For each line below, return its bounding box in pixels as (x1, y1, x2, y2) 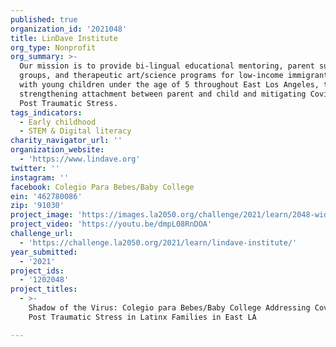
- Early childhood (19, 117, 97, 127)
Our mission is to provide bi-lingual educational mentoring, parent (19, 61, 315, 71)
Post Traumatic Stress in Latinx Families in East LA (28, 312, 257, 322)
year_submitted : (10, 247, 78, 257)
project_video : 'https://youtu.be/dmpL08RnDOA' (10, 219, 213, 230)
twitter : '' (10, 163, 60, 173)
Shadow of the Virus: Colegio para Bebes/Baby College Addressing (28, 303, 311, 313)
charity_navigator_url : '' (10, 136, 123, 146)
